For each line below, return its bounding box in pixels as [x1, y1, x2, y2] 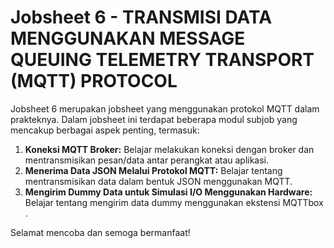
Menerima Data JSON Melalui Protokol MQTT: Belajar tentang [24, 164, 283, 176]
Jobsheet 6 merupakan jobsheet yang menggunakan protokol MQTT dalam [10, 102, 320, 115]
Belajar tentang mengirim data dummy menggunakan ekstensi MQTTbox [24, 196, 324, 208]
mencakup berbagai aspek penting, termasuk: [10, 124, 200, 136]
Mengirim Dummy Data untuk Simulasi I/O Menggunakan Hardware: [24, 186, 313, 198]
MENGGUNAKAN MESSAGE [10, 27, 246, 50]
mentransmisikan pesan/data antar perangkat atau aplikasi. [24, 154, 270, 166]
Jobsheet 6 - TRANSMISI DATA [10, 6, 273, 29]
